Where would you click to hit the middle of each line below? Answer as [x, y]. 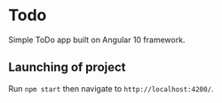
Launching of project [67, 67]
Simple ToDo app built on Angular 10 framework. [97, 40]
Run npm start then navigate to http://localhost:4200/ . [111, 88]
